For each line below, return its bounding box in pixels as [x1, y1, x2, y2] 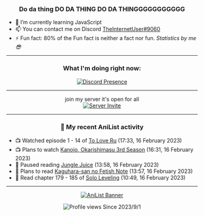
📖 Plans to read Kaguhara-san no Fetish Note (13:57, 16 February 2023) [15, 167, 193, 175]
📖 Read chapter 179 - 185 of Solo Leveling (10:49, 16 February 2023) [15, 174, 186, 181]
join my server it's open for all [64, 95, 140, 103]
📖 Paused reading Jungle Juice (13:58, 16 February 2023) [15, 161, 159, 168]
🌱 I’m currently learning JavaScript [15, 19, 102, 26]
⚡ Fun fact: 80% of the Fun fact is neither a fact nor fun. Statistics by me [15, 35, 197, 42]
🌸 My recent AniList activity [60, 123, 144, 131]
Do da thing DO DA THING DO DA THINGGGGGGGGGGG [19, 5, 185, 13]
